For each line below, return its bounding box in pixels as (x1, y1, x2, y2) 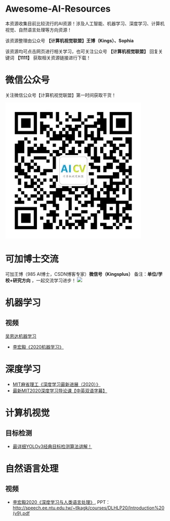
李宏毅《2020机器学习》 (12, 344, 64, 350)
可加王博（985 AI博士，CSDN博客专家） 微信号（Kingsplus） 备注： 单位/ (5, 271, 158, 277)
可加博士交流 (5, 253, 59, 265)
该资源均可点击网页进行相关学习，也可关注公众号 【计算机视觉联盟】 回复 (5, 48, 158, 54)
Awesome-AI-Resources (5, 3, 111, 15)
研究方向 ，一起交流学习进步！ (12, 277, 76, 283)
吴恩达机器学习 (5, 333, 36, 339)
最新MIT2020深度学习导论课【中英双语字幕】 (12, 387, 107, 393)
